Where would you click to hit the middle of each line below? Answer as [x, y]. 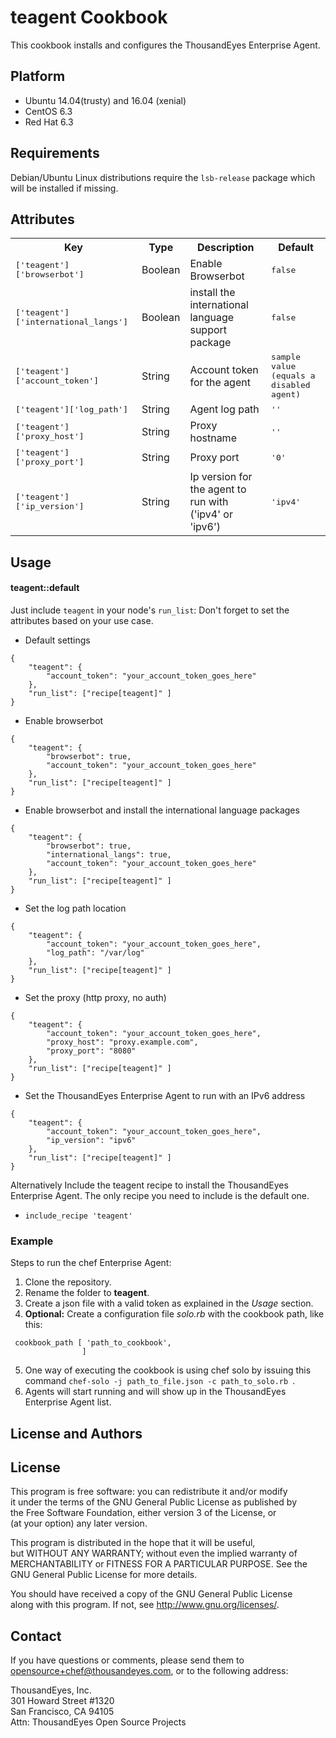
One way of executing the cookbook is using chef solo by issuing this [168, 1370]
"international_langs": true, [109, 854]
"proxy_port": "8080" [91, 1051]
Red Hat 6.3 [49, 122]
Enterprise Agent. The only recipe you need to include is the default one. [160, 1195]
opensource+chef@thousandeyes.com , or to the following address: [149, 1671]
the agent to [218, 489]
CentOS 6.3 [48, 111]
